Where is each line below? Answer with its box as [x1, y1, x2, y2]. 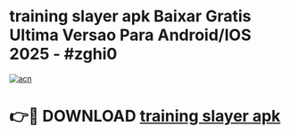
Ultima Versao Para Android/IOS [9, 25, 252, 45]
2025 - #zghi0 [9, 44, 118, 64]
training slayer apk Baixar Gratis [9, 6, 252, 27]
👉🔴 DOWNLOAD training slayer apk [9, 106, 281, 126]
